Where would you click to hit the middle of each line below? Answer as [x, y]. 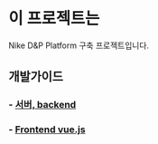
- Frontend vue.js [47, 130]
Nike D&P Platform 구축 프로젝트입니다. [79, 45]
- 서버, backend [42, 105]
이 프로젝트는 [54, 19]
